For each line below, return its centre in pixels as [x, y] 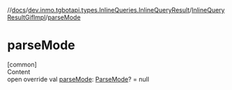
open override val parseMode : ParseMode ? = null [78, 79]
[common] [22, 64]
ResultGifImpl [26, 17]
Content [19, 71]
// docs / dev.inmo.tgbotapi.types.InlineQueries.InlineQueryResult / [100, 10]
